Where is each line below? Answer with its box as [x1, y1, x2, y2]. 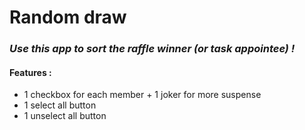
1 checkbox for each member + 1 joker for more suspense [23, 89, 262, 101]
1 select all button [23, 99, 97, 111]
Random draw [9, 6, 127, 29]
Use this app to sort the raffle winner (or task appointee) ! [9, 42, 296, 56]
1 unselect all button [23, 110, 107, 122]
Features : [9, 66, 52, 78]
